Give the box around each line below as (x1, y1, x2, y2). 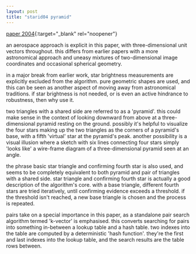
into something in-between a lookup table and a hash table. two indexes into (6, 224, 190, 231)
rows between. (6, 242, 42, 249)
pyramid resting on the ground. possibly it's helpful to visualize (36, 120, 188, 127)
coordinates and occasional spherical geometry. (6, 60, 122, 67)
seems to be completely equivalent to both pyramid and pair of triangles (6, 169, 180, 176)
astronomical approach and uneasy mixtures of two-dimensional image (6, 54, 178, 61)
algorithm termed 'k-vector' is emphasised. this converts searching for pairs (6, 217, 190, 224)
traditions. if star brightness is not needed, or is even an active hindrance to (6, 90, 188, 97)
